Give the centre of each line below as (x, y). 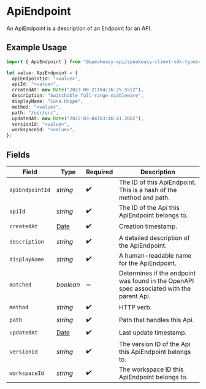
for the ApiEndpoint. (147, 263)
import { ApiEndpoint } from (44, 62)
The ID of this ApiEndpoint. (157, 182)
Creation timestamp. (148, 226)
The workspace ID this (151, 369)
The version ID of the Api (154, 344)
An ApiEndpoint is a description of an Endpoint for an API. (79, 28)
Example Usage (37, 48)
